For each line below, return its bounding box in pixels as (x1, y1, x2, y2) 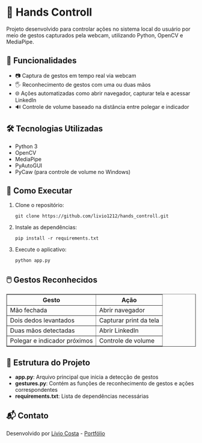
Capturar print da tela (99, 316, 159, 324)
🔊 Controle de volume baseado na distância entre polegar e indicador (14, 103, 189, 110)
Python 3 (14, 143, 38, 150)
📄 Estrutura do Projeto (6, 358, 90, 368)
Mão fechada (10, 306, 47, 315)
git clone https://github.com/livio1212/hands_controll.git (14, 213, 169, 219)
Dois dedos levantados (10, 316, 75, 324)
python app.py (14, 258, 50, 264)
